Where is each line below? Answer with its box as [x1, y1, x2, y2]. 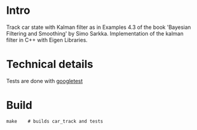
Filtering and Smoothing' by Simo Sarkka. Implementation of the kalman [6, 29, 184, 37]
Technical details [6, 58, 94, 71]
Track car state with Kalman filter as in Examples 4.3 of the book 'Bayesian [6, 23, 191, 31]
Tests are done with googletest [6, 77, 83, 84]
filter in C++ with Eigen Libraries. [6, 36, 88, 43]
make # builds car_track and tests [6, 118, 103, 124]
